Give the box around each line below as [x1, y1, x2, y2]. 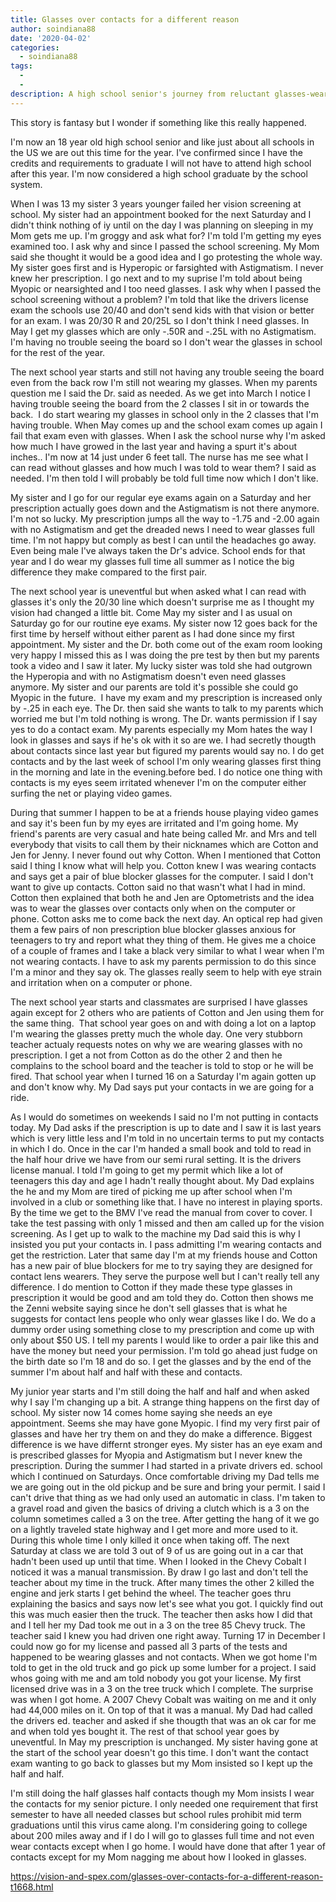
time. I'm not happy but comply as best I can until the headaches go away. [10, 534, 317, 546]
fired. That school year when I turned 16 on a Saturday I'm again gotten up [10, 1070, 317, 1082]
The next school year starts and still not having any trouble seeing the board [10, 366, 325, 378]
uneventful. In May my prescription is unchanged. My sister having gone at [10, 1736, 318, 1748]
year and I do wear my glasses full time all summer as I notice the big [10, 555, 295, 567]
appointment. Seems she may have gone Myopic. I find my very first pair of [10, 1417, 321, 1429]
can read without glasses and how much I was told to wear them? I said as [10, 461, 317, 473]
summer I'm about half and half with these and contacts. [10, 1366, 243, 1378]
